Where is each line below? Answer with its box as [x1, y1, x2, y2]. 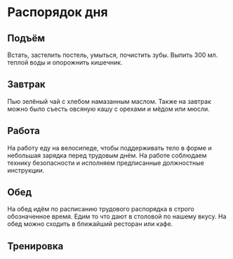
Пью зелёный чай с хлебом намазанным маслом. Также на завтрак [7, 97, 212, 105]
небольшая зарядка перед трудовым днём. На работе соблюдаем [7, 151, 207, 159]
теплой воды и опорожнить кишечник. [7, 58, 123, 67]
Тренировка [7, 240, 64, 252]
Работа [7, 125, 40, 137]
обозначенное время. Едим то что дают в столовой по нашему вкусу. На [7, 212, 227, 221]
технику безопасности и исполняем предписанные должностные [7, 159, 205, 167]
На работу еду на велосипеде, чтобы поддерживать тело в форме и [7, 143, 212, 152]
